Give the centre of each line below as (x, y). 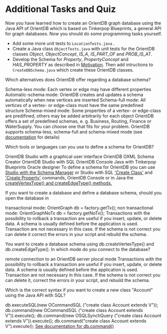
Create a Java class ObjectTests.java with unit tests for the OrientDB (83, 48)
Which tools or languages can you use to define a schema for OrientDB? (79, 146)
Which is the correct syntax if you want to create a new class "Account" (79, 290)
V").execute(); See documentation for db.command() (59, 326)
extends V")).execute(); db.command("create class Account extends (76, 320)
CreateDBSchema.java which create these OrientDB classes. (73, 70)
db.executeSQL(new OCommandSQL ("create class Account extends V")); (82, 305)
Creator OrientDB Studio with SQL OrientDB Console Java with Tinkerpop (81, 161)
